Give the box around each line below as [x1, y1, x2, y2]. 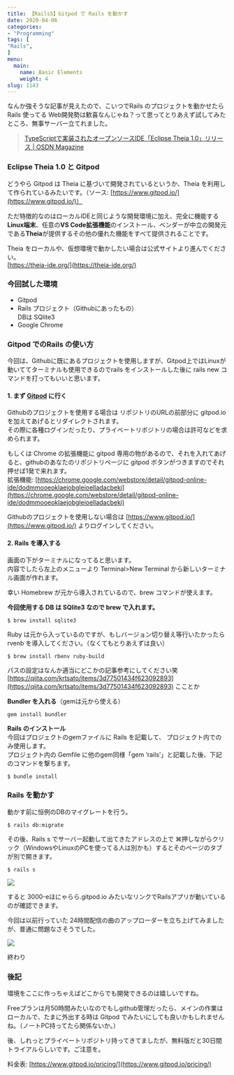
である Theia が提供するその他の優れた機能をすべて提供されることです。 [7, 229, 212, 238]
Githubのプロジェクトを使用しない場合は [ [7, 513, 129, 521]
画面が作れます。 [13, 573, 62, 581]
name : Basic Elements [20, 69, 82, 76]
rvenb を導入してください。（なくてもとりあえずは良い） [7, 639, 169, 647]
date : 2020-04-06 [7, 17, 58, 24]
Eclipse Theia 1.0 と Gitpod [7, 162, 100, 172]
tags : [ [7, 36, 30, 43]
